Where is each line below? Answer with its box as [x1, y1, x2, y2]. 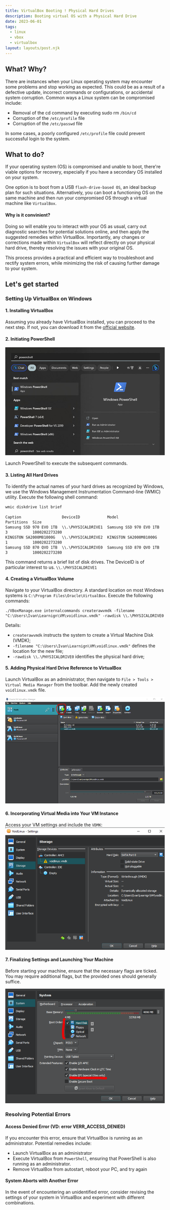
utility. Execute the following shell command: [5, 494, 98, 500]
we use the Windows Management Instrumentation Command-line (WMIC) [5, 488, 161, 494]
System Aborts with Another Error [5, 1178, 78, 1184]
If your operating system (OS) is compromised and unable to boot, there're [5, 163, 161, 170]
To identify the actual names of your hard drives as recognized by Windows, [5, 483, 164, 489]
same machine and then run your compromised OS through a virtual [5, 195, 147, 201]
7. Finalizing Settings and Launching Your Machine [5, 956, 114, 963]
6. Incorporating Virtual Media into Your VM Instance [5, 810, 119, 817]
